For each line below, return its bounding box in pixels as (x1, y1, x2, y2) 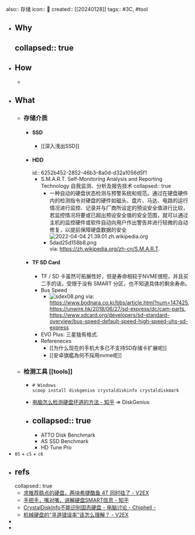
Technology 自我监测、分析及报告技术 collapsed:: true (40, 183, 172, 190)
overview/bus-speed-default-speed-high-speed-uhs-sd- (49, 317, 189, 324)
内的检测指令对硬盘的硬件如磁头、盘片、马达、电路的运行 (49, 197, 189, 204)
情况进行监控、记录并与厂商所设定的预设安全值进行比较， (49, 204, 189, 211)
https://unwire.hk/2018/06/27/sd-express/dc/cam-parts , (49, 305, 186, 312)
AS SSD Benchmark (40, 437, 89, 444)
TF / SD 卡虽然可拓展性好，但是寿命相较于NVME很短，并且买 (40, 272, 189, 280)
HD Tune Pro (40, 444, 72, 451)
